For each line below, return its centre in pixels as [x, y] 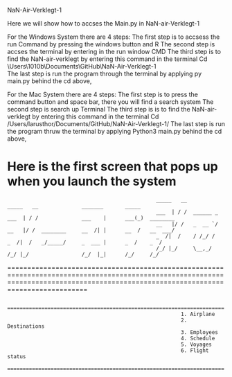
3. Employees [199, 332]
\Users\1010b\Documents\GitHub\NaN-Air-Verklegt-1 [82, 66]
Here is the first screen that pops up [113, 167]
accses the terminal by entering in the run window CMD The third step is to [114, 52]
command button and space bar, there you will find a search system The [110, 102]
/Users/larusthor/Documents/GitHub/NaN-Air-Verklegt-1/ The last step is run [116, 124]
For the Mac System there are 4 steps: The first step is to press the [103, 94]
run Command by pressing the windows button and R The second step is [111, 44]
